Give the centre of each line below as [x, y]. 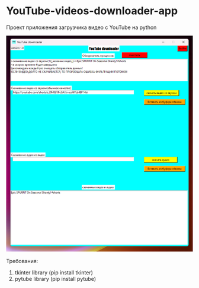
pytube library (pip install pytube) [55, 279]
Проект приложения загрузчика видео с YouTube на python [81, 27]
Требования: [22, 261]
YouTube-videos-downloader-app [92, 11]
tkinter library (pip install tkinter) [54, 272]
